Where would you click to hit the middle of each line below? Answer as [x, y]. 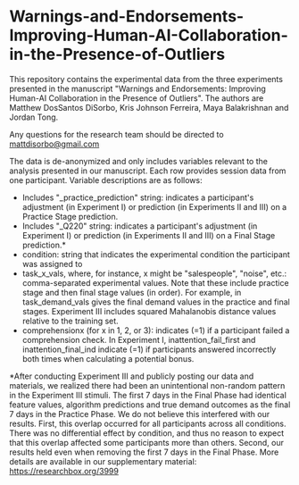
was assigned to [52, 263]
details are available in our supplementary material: [103, 461]
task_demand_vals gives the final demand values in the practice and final [156, 302]
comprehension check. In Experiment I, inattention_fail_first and [139, 339]
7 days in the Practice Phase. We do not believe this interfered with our [140, 414]
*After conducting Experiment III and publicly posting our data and [132, 376]
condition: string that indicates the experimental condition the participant [156, 254]
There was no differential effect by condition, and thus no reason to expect [147, 433]
